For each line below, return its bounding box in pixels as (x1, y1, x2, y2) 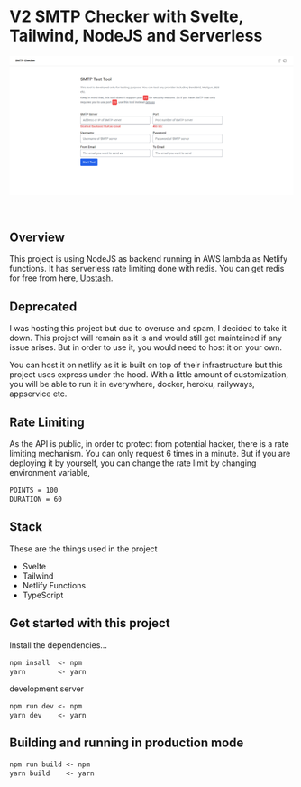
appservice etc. (9, 388, 68, 399)
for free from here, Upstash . (9, 273, 114, 283)
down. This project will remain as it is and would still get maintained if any (9, 332, 282, 344)
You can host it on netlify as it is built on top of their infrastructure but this (9, 359, 283, 371)
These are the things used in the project (9, 543, 158, 554)
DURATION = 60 (9, 495, 63, 504)
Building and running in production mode (9, 735, 244, 750)
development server (9, 683, 84, 694)
